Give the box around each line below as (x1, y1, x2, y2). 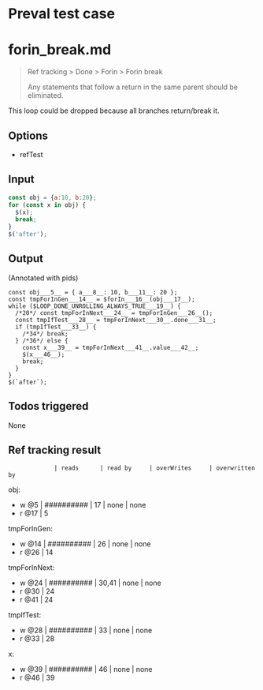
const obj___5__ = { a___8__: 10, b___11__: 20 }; (8, 288, 178, 296)
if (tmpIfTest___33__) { (15, 323, 97, 331)
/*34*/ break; (22, 329, 69, 338)
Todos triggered (8, 399, 89, 413)
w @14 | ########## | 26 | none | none (19, 539, 151, 549)
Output (8, 252, 43, 265)
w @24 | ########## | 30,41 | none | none (19, 578, 161, 588)
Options (8, 129, 49, 142)
